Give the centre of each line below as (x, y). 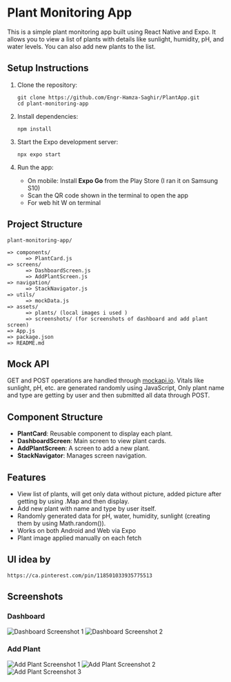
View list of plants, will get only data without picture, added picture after (119, 494)
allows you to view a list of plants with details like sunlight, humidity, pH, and (115, 39)
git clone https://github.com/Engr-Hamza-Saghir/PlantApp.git (108, 97)
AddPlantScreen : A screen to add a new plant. (83, 448)
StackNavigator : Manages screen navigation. (82, 456)
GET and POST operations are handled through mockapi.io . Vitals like (106, 380)
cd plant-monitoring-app (53, 104)
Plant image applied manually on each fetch (79, 538)
